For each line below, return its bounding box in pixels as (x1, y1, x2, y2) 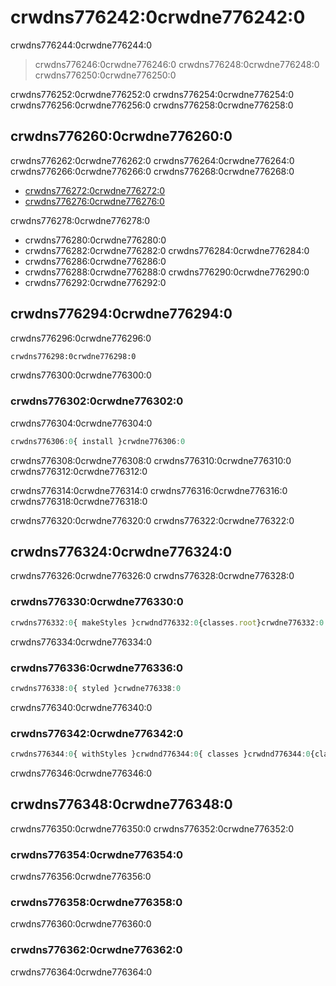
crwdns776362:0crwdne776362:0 (10, 943, 183, 957)
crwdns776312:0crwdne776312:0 (10, 465, 148, 477)
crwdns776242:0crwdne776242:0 (10, 6, 306, 29)
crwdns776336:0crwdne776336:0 (10, 661, 184, 675)
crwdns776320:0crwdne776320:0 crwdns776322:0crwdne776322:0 (10, 514, 295, 526)
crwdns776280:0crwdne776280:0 (24, 234, 167, 246)
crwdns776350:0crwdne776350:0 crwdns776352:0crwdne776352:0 (10, 822, 295, 835)
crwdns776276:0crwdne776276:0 (24, 195, 165, 207)
